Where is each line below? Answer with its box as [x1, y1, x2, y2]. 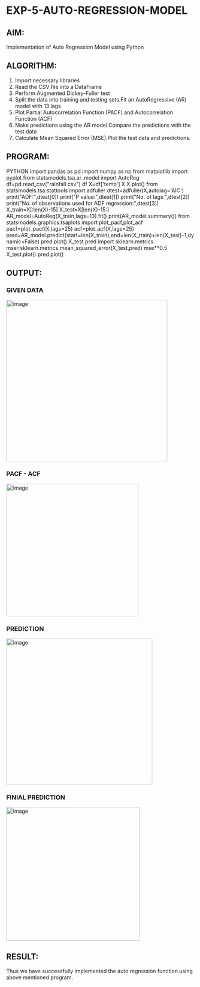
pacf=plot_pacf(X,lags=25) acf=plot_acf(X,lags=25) [6, 225, 135, 232]
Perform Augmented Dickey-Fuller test [14, 90, 110, 97]
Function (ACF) [14, 115, 53, 122]
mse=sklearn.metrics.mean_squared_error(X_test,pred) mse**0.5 [6, 244, 168, 251]
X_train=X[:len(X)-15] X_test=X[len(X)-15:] [6, 205, 110, 213]
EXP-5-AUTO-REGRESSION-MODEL [6, 4, 188, 17]
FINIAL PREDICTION [6, 793, 65, 801]
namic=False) [6, 238, 40, 245]
